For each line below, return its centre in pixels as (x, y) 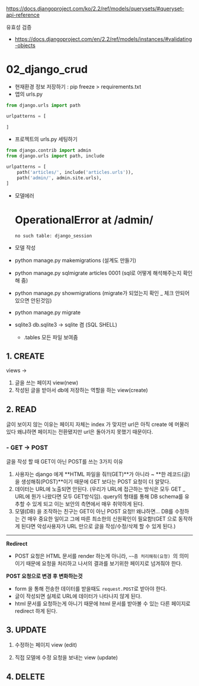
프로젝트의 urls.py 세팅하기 (46, 139)
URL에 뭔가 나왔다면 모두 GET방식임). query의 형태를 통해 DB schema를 (99, 496)
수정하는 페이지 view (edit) (46, 645)
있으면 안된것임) (33, 300)
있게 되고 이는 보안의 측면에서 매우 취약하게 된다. (88, 504)
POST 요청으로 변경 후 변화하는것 (44, 576)
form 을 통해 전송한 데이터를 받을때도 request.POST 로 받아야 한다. (91, 588)
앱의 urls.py (29, 94)
